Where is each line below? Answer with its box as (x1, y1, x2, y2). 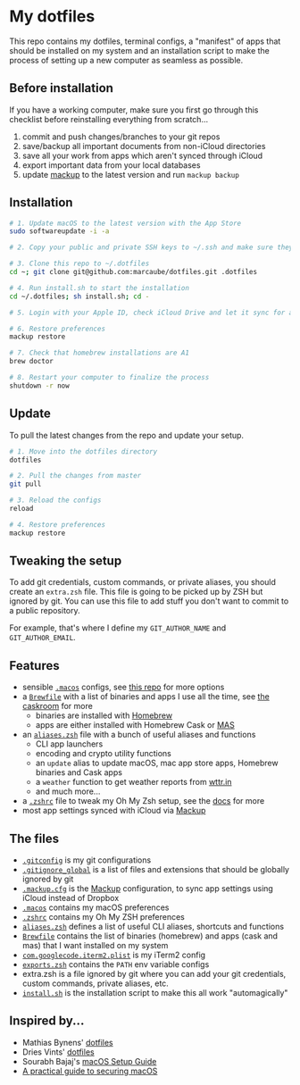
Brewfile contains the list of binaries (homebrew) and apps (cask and (21, 931, 279, 941)
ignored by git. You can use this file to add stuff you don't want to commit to (9, 596, 289, 606)
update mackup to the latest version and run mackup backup (21, 169, 239, 179)
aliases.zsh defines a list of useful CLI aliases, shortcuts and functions (21, 922, 284, 932)
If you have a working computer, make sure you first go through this (9, 104, 259, 115)
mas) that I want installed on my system (21, 940, 169, 951)
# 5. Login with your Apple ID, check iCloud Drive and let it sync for (9, 308, 286, 317)
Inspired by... (9, 1014, 85, 1029)
